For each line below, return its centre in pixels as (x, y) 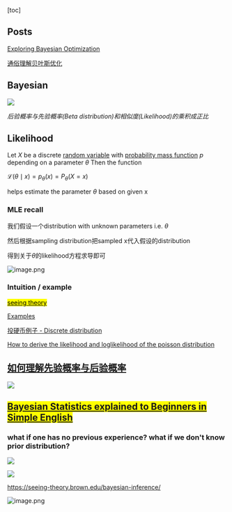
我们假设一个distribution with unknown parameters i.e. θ (88, 226)
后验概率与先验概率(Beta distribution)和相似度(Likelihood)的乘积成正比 (108, 116)
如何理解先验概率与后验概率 (67, 368)
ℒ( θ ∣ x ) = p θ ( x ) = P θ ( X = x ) (48, 177)
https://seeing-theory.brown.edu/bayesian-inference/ (84, 488)
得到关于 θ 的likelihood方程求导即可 (56, 255)
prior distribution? (39, 446)
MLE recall (25, 210)
